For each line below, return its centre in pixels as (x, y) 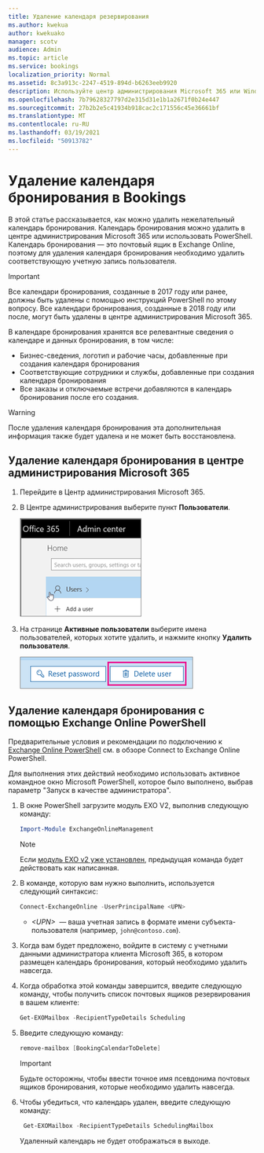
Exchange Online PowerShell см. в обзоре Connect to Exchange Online (124, 750)
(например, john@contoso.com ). (130, 931)
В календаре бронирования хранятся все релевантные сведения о (121, 332)
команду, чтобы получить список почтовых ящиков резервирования (135, 994)
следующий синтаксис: (59, 891)
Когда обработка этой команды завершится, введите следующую (130, 986)
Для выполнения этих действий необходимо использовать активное (124, 773)
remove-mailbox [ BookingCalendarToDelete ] (90, 1048)
